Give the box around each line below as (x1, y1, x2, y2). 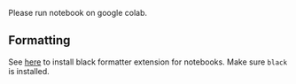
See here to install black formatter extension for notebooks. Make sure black (8, 57, 288, 67)
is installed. (8, 65, 50, 76)
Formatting (8, 33, 71, 48)
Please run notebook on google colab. (8, 8, 148, 18)
